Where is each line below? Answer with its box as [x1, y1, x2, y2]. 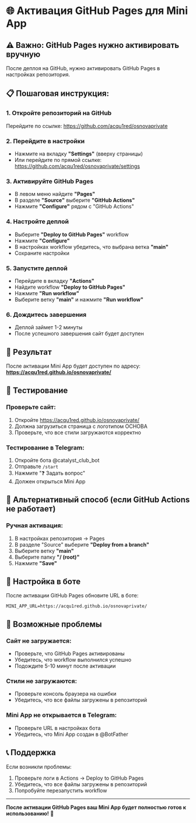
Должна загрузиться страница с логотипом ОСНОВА [14, 423, 148, 430]
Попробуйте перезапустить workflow [14, 787, 107, 794]
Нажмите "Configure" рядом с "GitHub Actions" [14, 203, 134, 210]
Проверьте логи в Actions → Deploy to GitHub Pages [14, 774, 144, 781]
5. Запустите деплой [6, 264, 68, 272]
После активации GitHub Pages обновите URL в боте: [6, 592, 139, 599]
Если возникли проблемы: [6, 763, 72, 770]
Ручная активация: [6, 521, 63, 530]
